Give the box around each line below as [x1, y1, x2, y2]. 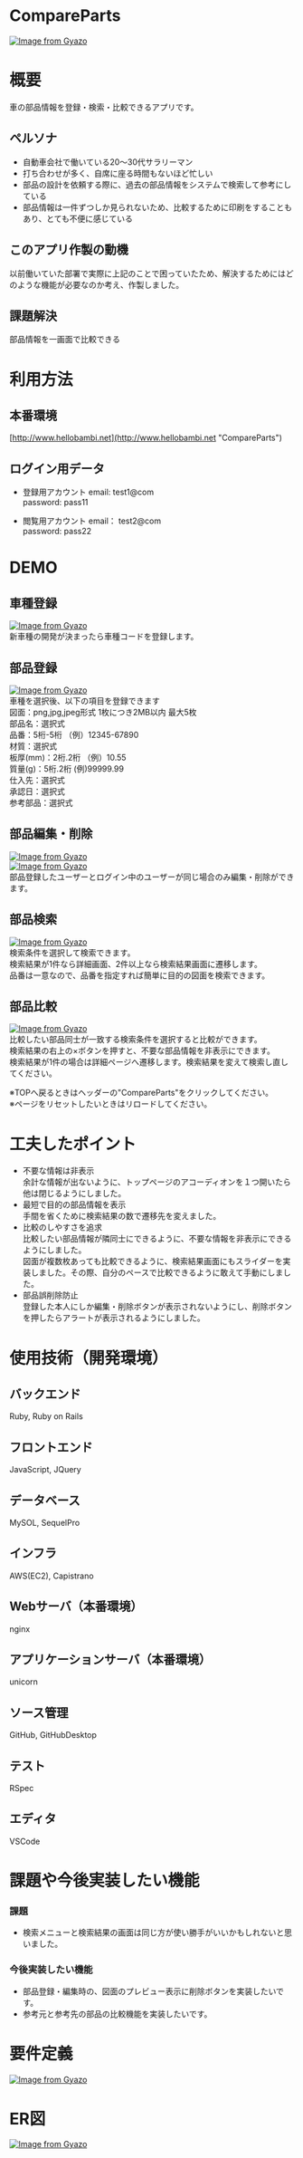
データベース [9, 1492, 80, 1508]
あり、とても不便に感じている [22, 213, 134, 224]
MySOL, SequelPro [9, 1517, 80, 1528]
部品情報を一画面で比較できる [9, 334, 120, 345]
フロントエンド [9, 1439, 93, 1454]
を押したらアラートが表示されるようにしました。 [22, 1312, 205, 1323]
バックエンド [9, 1386, 81, 1402]
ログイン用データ [9, 461, 105, 476]
